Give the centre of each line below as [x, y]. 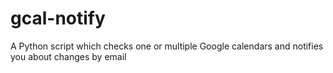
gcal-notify [58, 18]
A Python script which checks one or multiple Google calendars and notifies [167, 46]
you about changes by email [68, 56]
